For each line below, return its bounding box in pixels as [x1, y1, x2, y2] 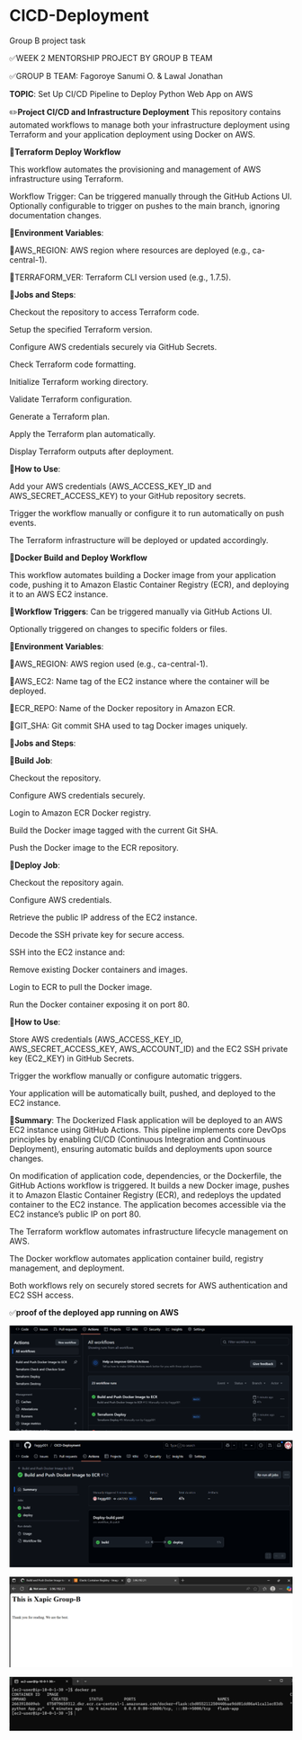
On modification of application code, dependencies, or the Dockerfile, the [9, 1170, 282, 1181]
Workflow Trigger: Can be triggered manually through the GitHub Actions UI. [9, 191, 292, 201]
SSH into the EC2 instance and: [9, 946, 126, 958]
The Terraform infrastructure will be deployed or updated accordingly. [9, 534, 269, 545]
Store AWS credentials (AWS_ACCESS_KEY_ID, [9, 1033, 183, 1044]
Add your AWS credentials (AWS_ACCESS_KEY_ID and [9, 480, 212, 491]
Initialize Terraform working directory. [9, 376, 148, 387]
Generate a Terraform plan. [9, 411, 111, 422]
